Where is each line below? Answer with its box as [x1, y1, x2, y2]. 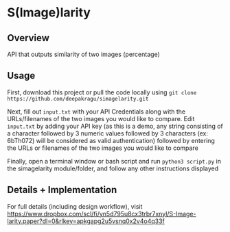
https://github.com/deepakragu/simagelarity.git [7, 95, 149, 102]
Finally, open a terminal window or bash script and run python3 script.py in [7, 157, 222, 165]
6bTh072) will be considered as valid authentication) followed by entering [7, 136, 215, 144]
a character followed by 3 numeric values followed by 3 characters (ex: [7, 129, 208, 138]
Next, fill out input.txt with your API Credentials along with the [7, 107, 186, 116]
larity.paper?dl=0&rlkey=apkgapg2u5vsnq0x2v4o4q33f [7, 217, 165, 225]
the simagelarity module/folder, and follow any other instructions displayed [7, 164, 219, 172]
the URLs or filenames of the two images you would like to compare [7, 144, 199, 152]
